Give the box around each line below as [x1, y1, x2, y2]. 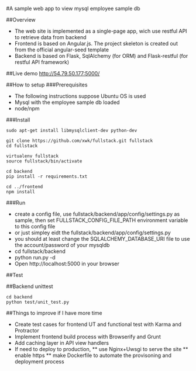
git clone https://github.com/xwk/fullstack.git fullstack [6, 138, 153, 144]
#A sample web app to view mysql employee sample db [6, 5, 140, 12]
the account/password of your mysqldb [14, 242, 110, 248]
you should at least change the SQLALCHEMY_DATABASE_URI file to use [14, 235, 190, 242]
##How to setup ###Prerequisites [6, 81, 88, 88]
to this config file [14, 223, 56, 230]
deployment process [14, 358, 64, 365]
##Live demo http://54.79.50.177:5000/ [6, 70, 100, 77]
